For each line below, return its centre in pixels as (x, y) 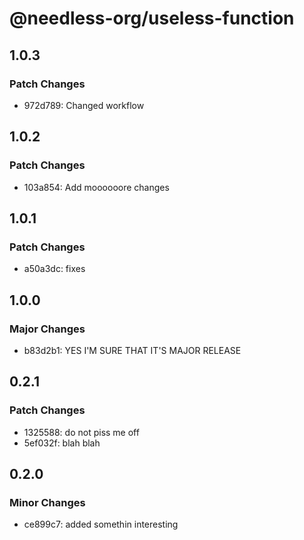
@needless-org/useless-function (152, 18)
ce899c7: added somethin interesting (101, 524)
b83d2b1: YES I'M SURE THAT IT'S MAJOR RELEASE (132, 350)
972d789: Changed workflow (84, 105)
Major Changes (47, 329)
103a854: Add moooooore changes (96, 187)
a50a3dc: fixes (54, 269)
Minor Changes (47, 502)
